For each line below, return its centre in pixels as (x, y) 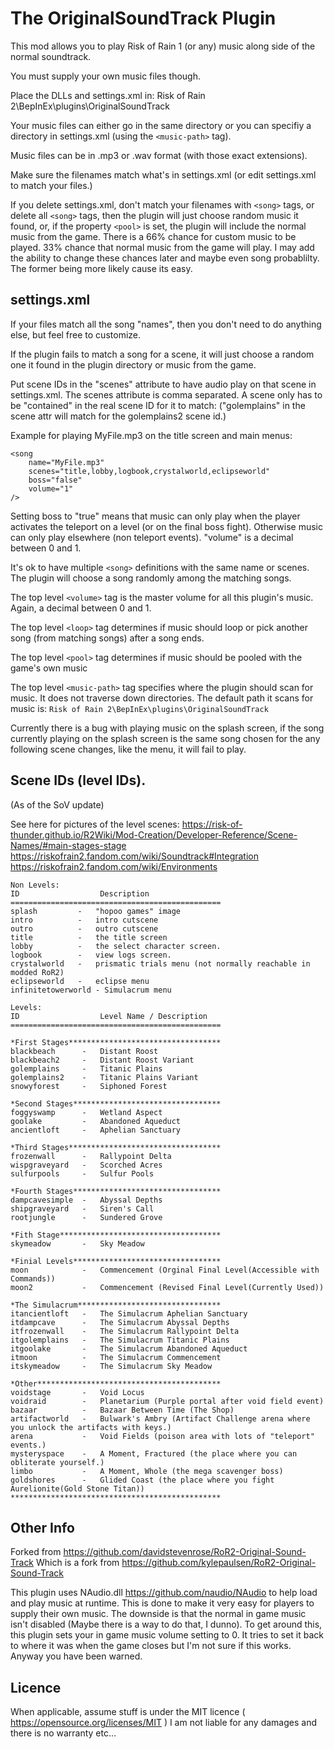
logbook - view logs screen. (91, 955)
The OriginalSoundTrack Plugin (143, 18)
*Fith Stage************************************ (116, 1235)
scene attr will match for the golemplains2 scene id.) (118, 416)
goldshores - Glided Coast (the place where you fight (142, 1480)
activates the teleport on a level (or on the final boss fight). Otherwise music (166, 526)
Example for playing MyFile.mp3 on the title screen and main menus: (151, 435)
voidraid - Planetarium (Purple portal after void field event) (167, 1401)
